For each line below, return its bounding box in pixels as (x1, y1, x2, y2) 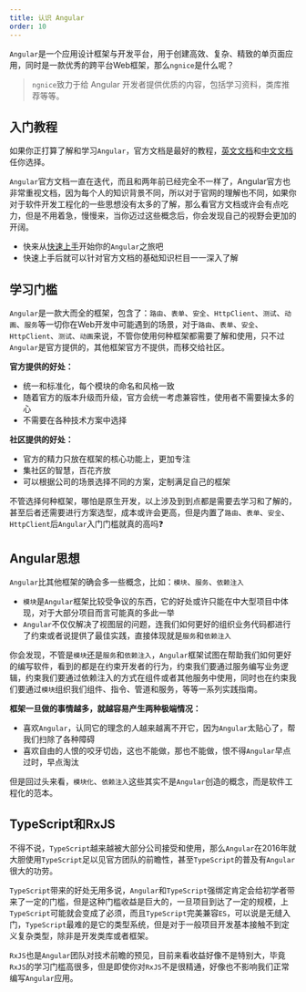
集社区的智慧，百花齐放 (22, 465, 111, 476)
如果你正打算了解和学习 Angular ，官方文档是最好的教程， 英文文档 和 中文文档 (9, 145, 294, 156)
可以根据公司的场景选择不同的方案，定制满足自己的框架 (22, 476, 230, 488)
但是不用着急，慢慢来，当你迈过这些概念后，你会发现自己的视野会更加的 (25, 211, 297, 222)
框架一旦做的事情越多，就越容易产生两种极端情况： (9, 703, 201, 714)
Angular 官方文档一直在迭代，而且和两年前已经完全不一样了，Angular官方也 (9, 176, 291, 187)
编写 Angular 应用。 (9, 972, 79, 983)
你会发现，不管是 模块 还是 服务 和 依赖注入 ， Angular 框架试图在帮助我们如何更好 (9, 649, 292, 660)
